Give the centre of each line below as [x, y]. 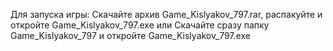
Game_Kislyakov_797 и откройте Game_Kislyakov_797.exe [130, 35]
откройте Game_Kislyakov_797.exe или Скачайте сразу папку [140, 25]
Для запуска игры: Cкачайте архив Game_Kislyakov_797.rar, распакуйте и [166, 14]
